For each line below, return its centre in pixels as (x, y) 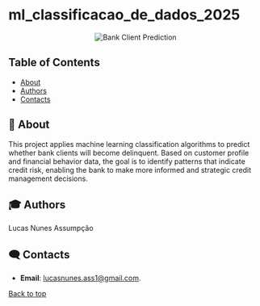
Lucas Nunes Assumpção (51, 228)
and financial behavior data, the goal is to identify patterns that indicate (127, 161)
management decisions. (48, 178)
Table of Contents (55, 63)
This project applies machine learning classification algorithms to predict (129, 144)
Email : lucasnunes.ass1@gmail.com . (80, 278)
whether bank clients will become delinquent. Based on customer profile (129, 153)
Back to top (27, 294)
